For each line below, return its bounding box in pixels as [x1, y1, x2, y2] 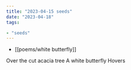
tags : [6, 19, 19, 25]
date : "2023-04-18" [6, 14, 54, 20]
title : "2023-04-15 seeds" [6, 8, 73, 15]
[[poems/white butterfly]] [14, 46, 77, 53]
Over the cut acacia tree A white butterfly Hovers [6, 57, 126, 64]
